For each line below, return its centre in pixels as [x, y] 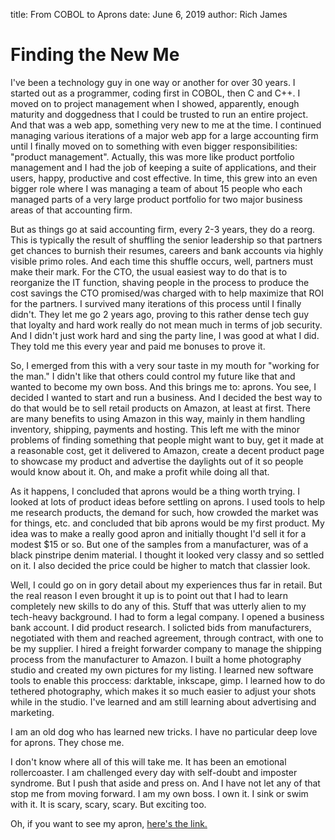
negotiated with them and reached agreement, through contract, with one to [167, 638]
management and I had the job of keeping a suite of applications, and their [163, 167]
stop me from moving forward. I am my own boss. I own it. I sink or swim [159, 793]
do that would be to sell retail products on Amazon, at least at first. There [160, 408]
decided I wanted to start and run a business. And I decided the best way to [166, 397]
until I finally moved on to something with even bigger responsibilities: [154, 146]
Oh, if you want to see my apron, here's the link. [109, 823]
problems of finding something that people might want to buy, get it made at [167, 440]
